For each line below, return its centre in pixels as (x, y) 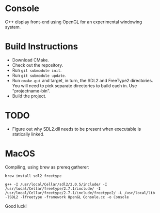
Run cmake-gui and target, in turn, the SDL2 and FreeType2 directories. (83, 80)
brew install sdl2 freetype (33, 176)
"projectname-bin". (31, 91)
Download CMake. (31, 60)
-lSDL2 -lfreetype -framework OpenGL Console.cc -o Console (67, 197)
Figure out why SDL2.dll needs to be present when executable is (76, 129)
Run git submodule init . (37, 70)
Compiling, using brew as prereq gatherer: (47, 167)
